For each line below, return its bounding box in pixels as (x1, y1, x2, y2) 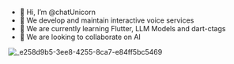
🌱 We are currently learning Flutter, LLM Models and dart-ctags (19, 24, 226, 33)
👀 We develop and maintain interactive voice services (19, 16, 194, 25)
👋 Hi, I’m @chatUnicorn (19, 8, 96, 16)
